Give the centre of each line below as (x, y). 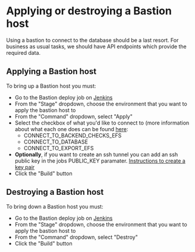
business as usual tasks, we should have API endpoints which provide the (96, 46)
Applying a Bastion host (51, 72)
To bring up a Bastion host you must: (51, 86)
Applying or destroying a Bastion (89, 11)
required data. (23, 52)
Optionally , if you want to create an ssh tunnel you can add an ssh (96, 154)
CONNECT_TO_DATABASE (56, 142)
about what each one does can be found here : (71, 129)
